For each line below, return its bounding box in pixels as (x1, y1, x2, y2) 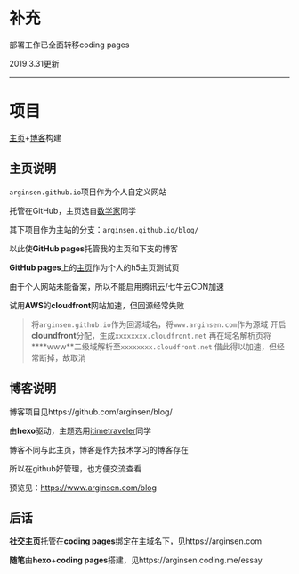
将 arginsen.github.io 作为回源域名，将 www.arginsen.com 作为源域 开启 (30, 318, 287, 330)
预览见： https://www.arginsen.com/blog (9, 482, 158, 493)
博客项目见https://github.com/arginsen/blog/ (9, 406, 173, 417)
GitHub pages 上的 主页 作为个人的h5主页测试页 (9, 262, 180, 273)
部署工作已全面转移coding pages (9, 39, 130, 50)
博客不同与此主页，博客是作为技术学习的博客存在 (9, 444, 189, 455)
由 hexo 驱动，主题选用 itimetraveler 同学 (9, 425, 152, 436)
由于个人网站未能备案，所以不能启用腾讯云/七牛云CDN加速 (9, 281, 224, 291)
